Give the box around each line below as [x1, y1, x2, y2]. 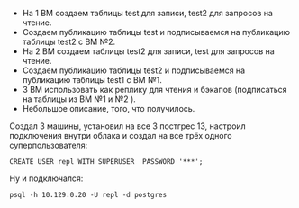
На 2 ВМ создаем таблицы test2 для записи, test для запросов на [22, 46, 275, 57]
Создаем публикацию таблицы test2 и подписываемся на [22, 65, 246, 76]
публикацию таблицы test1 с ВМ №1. [22, 75, 162, 85]
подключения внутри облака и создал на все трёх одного [9, 131, 232, 140]
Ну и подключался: [9, 173, 84, 184]
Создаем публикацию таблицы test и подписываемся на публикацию [22, 27, 291, 37]
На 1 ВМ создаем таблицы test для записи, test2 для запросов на [22, 8, 273, 18]
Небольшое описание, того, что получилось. [22, 104, 195, 113]
